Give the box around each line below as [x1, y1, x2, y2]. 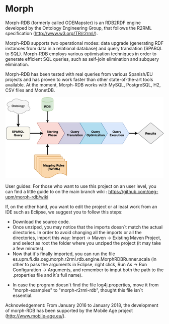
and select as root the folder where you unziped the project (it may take [12, 240, 161, 246]
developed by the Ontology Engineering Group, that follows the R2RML [5, 25, 152, 31]
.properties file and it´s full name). [12, 272, 83, 278]
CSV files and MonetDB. [5, 87, 55, 93]
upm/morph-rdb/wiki [5, 194, 49, 200]
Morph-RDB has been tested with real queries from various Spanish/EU [5, 71, 153, 77]
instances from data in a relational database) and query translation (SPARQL [5, 45, 163, 51]
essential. [12, 292, 33, 299]
